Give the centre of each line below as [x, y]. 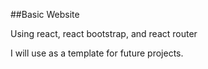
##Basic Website [45, 14]
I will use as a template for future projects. [97, 53]
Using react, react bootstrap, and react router [104, 33]
